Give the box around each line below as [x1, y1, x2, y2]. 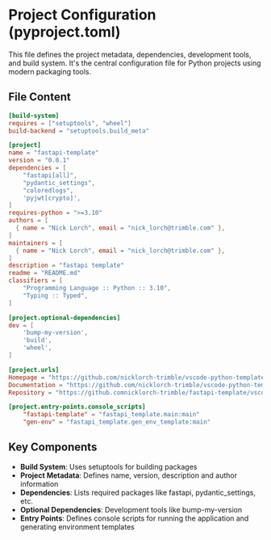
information [19, 479, 59, 488]
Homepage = [8, 373, 45, 382]
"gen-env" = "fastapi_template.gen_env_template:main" [23, 418, 211, 426]
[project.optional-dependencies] [8, 314, 121, 322]
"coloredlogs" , [23, 186, 74, 195]
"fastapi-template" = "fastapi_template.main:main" [23, 411, 200, 419]
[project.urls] [8, 365, 60, 373]
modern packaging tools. [8, 66, 92, 76]
